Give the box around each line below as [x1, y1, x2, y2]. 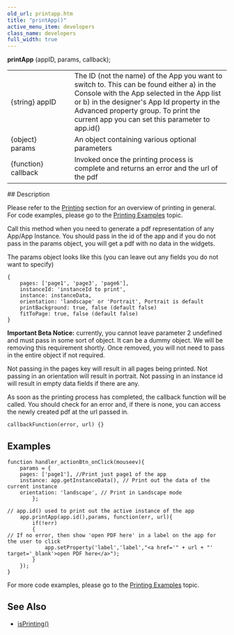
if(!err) [32, 519, 58, 527]
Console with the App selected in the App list [74, 89, 221, 98]
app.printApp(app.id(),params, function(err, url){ [19, 514, 173, 521]
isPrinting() [17, 619, 49, 628]
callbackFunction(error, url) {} [7, 421, 104, 428]
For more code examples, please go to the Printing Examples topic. [7, 581, 200, 589]
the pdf [74, 172, 98, 182]
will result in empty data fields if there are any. [7, 380, 140, 388]
